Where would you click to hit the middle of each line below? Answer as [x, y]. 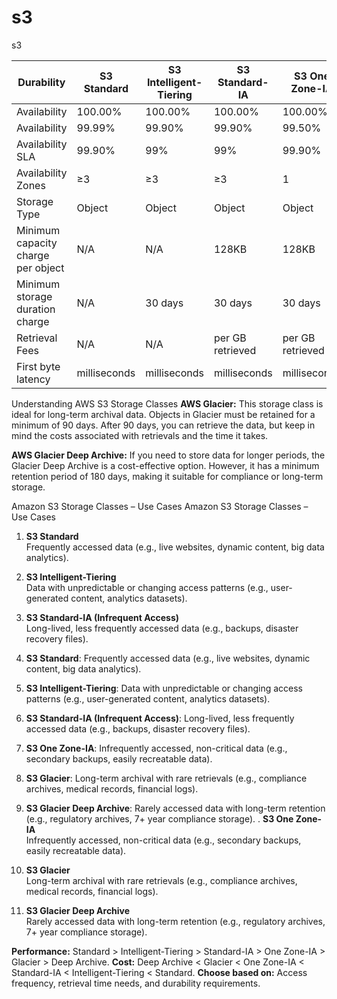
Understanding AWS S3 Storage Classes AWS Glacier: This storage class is [167, 403]
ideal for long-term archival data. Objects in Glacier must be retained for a [163, 414]
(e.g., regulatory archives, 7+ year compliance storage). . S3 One [159, 818]
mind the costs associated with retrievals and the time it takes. [140, 435]
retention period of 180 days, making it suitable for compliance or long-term [167, 476]
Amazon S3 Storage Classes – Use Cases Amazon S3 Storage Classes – [160, 506]
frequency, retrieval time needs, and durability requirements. [136, 983]
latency [33, 379]
